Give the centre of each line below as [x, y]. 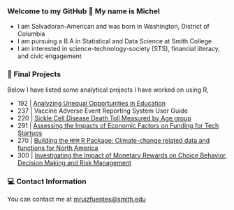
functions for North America [58, 148]
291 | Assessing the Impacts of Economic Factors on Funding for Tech [118, 125]
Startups [30, 133]
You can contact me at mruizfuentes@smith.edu [76, 199]
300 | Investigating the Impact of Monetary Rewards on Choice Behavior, [122, 155]
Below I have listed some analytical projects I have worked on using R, [108, 90]
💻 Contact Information [47, 181]
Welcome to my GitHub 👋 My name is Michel [84, 11]
